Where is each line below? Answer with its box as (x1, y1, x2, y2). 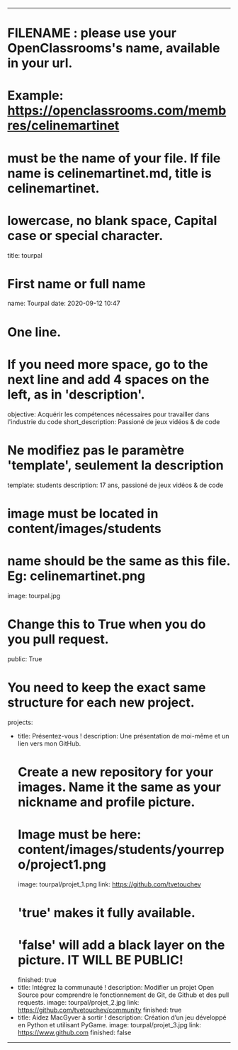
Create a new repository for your (17, 764, 214, 780)
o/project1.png (17, 856, 106, 872)
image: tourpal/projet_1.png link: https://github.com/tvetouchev (17, 879, 202, 889)
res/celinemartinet (7, 118, 120, 134)
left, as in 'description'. (7, 387, 145, 402)
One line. (7, 324, 62, 340)
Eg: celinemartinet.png (7, 568, 146, 584)
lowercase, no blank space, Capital (7, 212, 217, 229)
